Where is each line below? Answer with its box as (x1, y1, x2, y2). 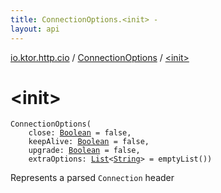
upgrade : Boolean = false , (28, 146, 141, 156)
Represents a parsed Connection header (10, 172, 175, 184)
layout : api (10, 24, 60, 34)
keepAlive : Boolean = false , (28, 137, 150, 147)
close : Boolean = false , (28, 128, 132, 138)
